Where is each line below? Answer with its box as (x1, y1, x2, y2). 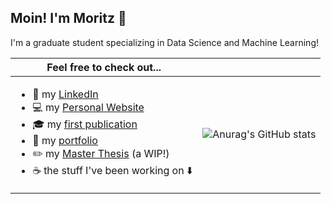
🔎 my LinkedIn (32, 87, 99, 101)
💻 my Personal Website (32, 100, 145, 114)
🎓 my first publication (32, 117, 138, 131)
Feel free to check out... (46, 60, 162, 74)
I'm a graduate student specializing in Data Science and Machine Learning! (10, 36, 319, 48)
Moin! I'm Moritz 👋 (10, 10, 127, 27)
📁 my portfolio (32, 133, 98, 147)
